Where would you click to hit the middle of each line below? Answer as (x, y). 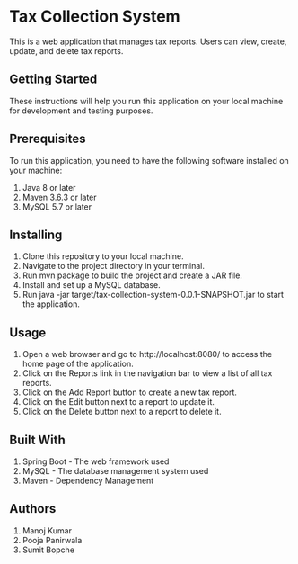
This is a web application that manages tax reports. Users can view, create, (148, 41)
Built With (37, 439)
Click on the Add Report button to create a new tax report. (130, 392)
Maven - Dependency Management (88, 480)
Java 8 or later (49, 187)
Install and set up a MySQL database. (91, 285)
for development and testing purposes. (81, 111)
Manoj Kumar (47, 530)
